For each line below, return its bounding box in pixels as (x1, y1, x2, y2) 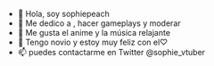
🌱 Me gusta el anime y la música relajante (17, 28, 171, 37)
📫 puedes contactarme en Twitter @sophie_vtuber (17, 47, 206, 57)
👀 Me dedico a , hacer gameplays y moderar (17, 18, 181, 29)
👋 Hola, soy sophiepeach (17, 9, 110, 19)
